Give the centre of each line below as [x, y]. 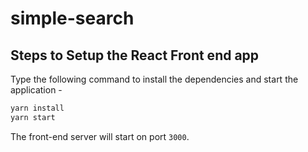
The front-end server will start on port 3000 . [100, 136]
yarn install [37, 108]
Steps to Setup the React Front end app [135, 55]
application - [36, 90]
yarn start [33, 117]
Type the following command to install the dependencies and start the [154, 79]
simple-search [72, 18]
